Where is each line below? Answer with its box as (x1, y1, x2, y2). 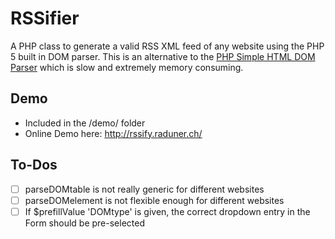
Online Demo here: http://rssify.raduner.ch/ (24, 127, 203, 139)
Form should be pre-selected (24, 217, 145, 229)
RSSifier (10, 7, 80, 30)
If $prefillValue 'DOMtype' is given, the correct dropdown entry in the (24, 205, 311, 217)
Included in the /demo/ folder (24, 117, 146, 129)
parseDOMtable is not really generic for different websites (24, 183, 265, 195)
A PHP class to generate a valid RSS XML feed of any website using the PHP (10, 40, 325, 52)
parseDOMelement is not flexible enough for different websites (24, 194, 285, 206)
